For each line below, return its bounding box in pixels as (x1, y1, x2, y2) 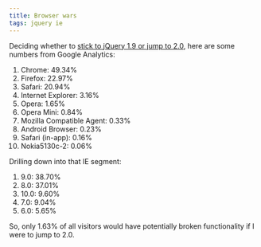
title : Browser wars (9, 11, 78, 20)
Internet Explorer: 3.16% (20, 90, 100, 100)
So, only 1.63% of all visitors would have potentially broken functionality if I (9, 221, 255, 231)
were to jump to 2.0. (9, 229, 75, 239)
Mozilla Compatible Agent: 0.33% (20, 116, 131, 125)
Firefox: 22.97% (20, 73, 74, 83)
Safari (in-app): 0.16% (20, 132, 92, 142)
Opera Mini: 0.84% (20, 107, 83, 116)
